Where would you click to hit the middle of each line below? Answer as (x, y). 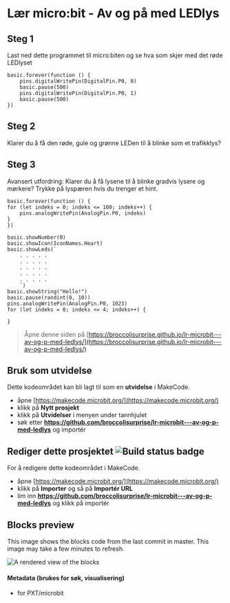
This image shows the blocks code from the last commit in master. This (108, 542)
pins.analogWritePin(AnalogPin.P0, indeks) (83, 213)
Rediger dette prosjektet (60, 451)
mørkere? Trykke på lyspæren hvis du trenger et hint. (83, 189)
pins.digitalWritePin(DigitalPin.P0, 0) (78, 81)
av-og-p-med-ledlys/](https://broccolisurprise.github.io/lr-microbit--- (123, 341)
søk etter (30, 423)
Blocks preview (41, 525)
